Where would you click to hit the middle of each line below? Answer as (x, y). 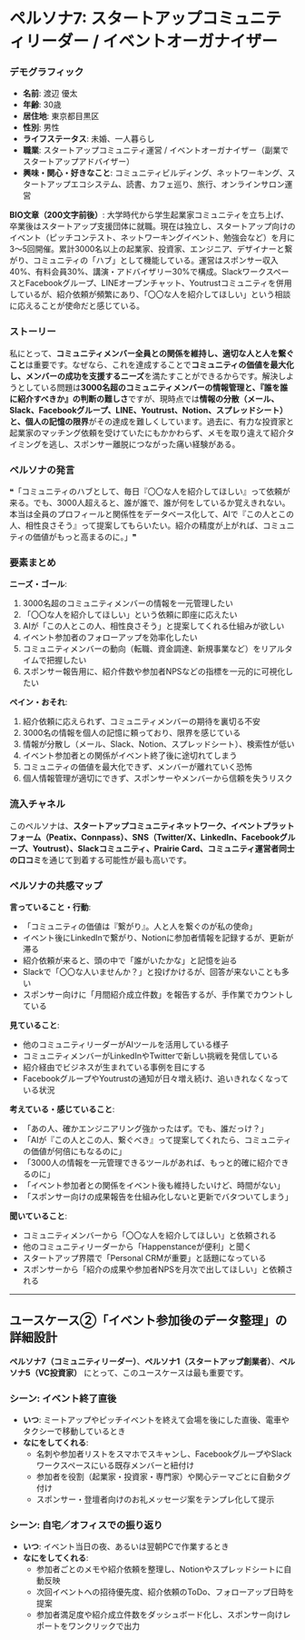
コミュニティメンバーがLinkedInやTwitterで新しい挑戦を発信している (150, 1056)
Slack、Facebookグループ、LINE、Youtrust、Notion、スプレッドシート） (149, 410)
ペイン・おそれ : (39, 702)
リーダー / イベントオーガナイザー (152, 41)
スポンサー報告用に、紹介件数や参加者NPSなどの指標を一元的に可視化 (154, 671)
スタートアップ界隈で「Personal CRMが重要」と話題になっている (144, 1257)
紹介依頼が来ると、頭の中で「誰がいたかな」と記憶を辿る (130, 960)
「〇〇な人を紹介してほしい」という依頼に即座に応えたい (130, 615)
